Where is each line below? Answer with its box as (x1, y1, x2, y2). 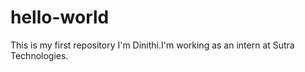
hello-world (10, 6, 110, 29)
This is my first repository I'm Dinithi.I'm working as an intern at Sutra (10, 39, 295, 51)
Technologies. (10, 49, 69, 61)
